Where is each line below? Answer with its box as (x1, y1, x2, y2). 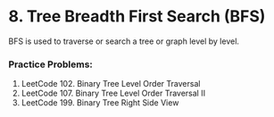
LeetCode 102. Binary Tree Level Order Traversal (21, 79, 201, 89)
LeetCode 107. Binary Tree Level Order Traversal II (21, 88, 206, 99)
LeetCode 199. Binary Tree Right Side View (21, 97, 179, 108)
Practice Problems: (8, 58, 93, 71)
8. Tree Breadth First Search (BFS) (8, 6, 266, 27)
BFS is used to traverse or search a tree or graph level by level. (8, 36, 240, 46)
